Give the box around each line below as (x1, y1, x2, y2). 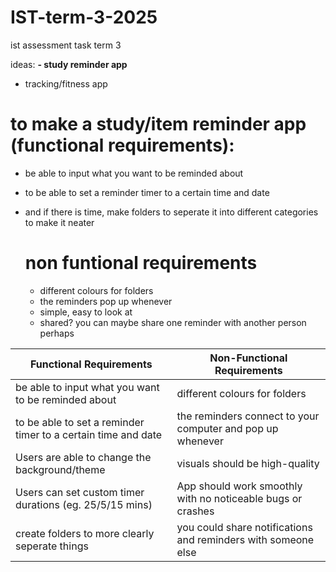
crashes (176, 504, 215, 518)
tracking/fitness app (24, 77, 108, 90)
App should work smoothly (176, 479, 303, 493)
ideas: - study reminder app (10, 58, 128, 70)
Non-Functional (209, 351, 288, 365)
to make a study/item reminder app (10, 113, 307, 136)
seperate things (15, 539, 89, 553)
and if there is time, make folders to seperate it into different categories (24, 206, 319, 218)
